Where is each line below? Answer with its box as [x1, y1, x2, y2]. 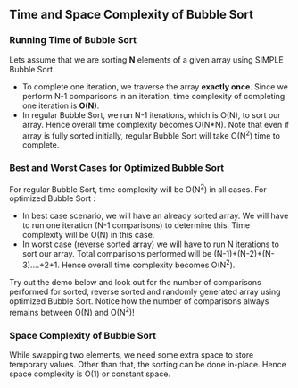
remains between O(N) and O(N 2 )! [9, 305, 136, 317]
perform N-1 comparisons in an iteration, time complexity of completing [21, 90, 286, 101]
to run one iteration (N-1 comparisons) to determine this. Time [21, 220, 251, 231]
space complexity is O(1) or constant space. [9, 368, 171, 379]
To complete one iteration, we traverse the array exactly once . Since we [21, 80, 288, 92]
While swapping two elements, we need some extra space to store [9, 349, 254, 360]
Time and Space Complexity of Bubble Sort [9, 7, 254, 22]
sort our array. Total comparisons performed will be [21, 249, 212, 259]
